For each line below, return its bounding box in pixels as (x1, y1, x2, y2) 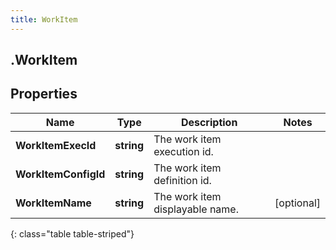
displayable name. (153, 202, 239, 216)
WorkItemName (15, 196, 92, 210)
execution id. (153, 144, 214, 158)
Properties (10, 86, 78, 103)
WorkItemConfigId (15, 167, 106, 181)
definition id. (153, 173, 212, 187)
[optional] (274, 196, 321, 210)
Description (180, 115, 238, 129)
